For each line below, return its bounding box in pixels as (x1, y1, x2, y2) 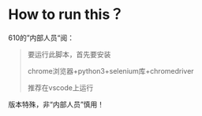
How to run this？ (8, 5, 124, 24)
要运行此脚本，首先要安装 (27, 49, 111, 59)
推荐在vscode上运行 (27, 82, 94, 92)
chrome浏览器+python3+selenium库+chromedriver (27, 66, 195, 75)
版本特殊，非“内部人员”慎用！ (8, 100, 105, 109)
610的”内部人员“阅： (8, 33, 75, 42)
